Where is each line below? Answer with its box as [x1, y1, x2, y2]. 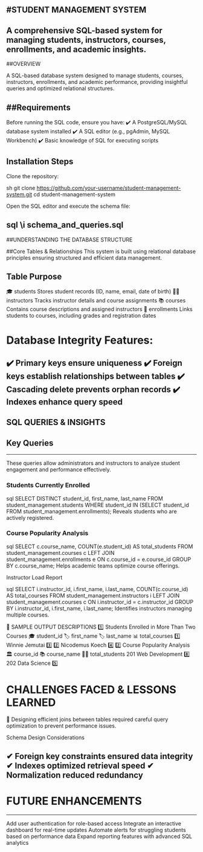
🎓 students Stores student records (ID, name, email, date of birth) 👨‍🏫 [6, 288, 180, 295]
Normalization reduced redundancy [6, 770, 143, 781]
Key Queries [6, 438, 54, 448]
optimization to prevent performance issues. [6, 722, 117, 729]
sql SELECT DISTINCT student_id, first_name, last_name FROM [6, 495, 163, 502]
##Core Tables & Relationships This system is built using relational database [6, 248, 196, 255]
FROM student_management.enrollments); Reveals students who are [6, 507, 177, 515]
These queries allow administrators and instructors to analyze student [6, 460, 180, 467]
